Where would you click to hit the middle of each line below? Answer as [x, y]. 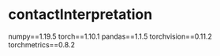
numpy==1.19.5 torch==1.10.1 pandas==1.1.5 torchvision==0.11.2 [110, 36]
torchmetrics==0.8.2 [41, 44]
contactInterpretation [80, 15]
